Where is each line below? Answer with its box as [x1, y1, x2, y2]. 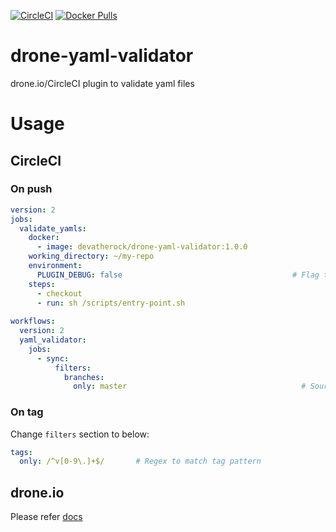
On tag [10, 405, 44, 419]
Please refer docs [10, 511, 83, 523]
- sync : [36, 353, 70, 364]
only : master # [73, 381, 307, 392]
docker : [28, 233, 60, 243]
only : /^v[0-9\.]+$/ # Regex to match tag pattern [19, 456, 262, 467]
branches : [63, 372, 105, 382]
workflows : [10, 316, 56, 327]
